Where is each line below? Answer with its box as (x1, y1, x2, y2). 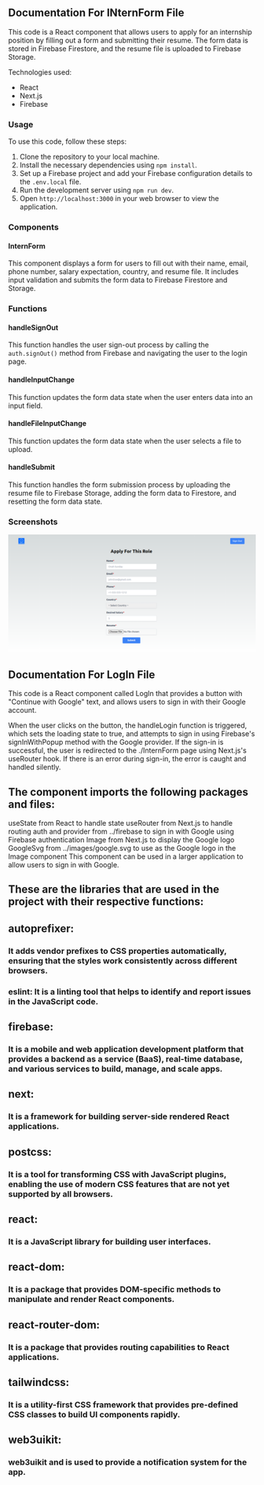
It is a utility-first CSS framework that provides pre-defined (8, 1399, 238, 1410)
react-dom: (8, 1260, 65, 1274)
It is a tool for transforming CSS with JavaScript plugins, (8, 1168, 226, 1179)
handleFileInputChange (8, 419, 87, 428)
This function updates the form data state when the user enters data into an (8, 392, 253, 401)
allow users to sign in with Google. (8, 860, 119, 870)
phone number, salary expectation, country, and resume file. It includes (8, 267, 239, 277)
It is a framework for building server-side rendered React (8, 1111, 230, 1122)
